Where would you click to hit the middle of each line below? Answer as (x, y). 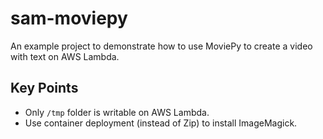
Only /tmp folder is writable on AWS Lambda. (117, 112)
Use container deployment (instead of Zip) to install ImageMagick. (161, 123)
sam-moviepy (69, 18)
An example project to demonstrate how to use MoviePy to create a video (161, 46)
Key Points (44, 88)
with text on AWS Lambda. (65, 56)
